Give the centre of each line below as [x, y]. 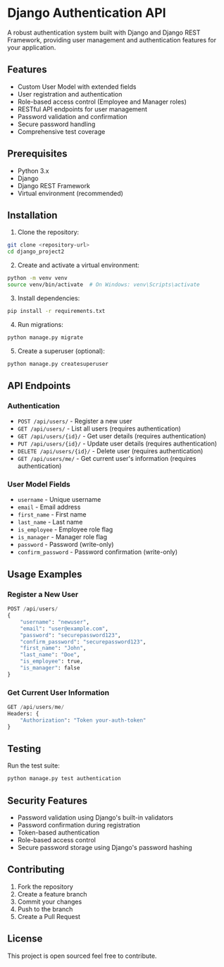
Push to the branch [45, 909]
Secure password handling [56, 124]
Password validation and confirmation [73, 116]
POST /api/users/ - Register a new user [75, 421]
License [25, 939]
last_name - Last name [50, 522]
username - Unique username [59, 500]
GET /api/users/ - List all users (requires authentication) [99, 429]
